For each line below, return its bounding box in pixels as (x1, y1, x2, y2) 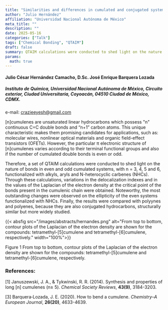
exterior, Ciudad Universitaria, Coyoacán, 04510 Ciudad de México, (5, 91, 149, 97)
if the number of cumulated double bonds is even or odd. (5, 151, 123, 157)
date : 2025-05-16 (5, 31, 41, 36)
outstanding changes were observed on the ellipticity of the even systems (5, 192, 158, 198)
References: (5, 267, 36, 274)
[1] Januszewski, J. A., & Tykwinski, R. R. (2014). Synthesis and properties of (5, 279, 162, 285)
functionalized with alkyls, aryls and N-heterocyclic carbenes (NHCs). (5, 171, 149, 177)
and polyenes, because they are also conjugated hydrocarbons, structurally (5, 203, 161, 209)
